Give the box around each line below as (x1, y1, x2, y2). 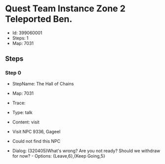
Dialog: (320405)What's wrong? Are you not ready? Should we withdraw (12, 148, 161, 154)
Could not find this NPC (12, 138, 61, 144)
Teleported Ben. (5, 13, 73, 25)
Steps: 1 (12, 35, 29, 41)
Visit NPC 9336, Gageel (12, 128, 61, 134)
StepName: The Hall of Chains (12, 81, 74, 86)
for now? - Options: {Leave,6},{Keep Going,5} (12, 153, 105, 159)
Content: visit (12, 119, 40, 125)
